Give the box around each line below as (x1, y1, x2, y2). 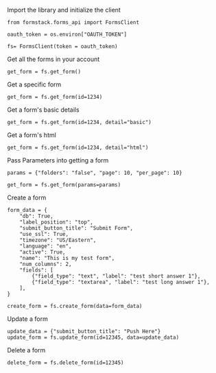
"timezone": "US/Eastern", (19, 237, 97, 243)
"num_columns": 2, (19, 261, 72, 267)
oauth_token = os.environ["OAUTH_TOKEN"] (7, 31, 128, 38)
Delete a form (7, 346, 46, 354)
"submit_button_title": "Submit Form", (19, 225, 134, 232)
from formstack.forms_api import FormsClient (7, 19, 139, 26)
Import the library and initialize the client (7, 6, 121, 14)
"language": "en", (19, 243, 72, 250)
